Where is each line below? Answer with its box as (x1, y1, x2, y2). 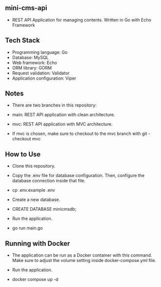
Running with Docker (5, 239, 70, 247)
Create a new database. (12, 197, 60, 202)
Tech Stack (5, 36, 40, 44)
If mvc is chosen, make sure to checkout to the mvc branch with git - (12, 131, 150, 136)
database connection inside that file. (12, 178, 85, 184)
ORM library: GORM (12, 65, 52, 70)
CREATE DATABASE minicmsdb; (12, 206, 77, 212)
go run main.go (12, 225, 43, 231)
